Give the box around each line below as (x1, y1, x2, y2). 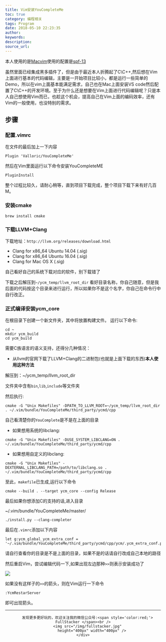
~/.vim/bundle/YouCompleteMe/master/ (5, 508, 86, 514)
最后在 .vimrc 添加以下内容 (5, 527, 58, 533)
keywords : (5, 35, 26, 40)
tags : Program (5, 21, 35, 26)
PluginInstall (5, 173, 35, 178)
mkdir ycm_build (5, 332, 39, 337)
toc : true (5, 12, 26, 17)
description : (5, 40, 32, 45)
